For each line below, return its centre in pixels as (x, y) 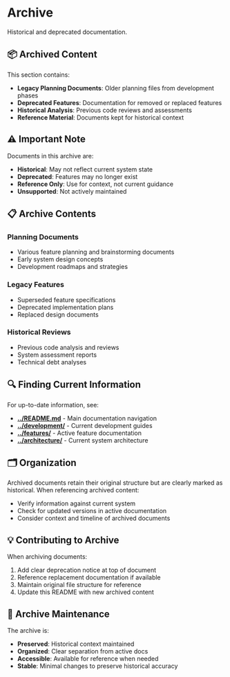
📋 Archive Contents (52, 213)
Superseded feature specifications (66, 299)
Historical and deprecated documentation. (67, 32)
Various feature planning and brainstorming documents (96, 252)
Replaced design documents (58, 314)
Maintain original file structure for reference (79, 585)
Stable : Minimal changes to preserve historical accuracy (97, 666)
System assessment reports (57, 355)
